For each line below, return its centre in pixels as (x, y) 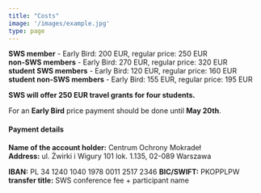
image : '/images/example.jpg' (59, 23)
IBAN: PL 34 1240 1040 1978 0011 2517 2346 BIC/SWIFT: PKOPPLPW (124, 171)
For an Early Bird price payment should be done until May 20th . (115, 111)
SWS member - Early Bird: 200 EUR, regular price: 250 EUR (108, 54)
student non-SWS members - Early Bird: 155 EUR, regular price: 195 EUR (130, 80)
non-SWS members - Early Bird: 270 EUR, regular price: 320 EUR (118, 62)
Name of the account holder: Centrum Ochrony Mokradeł (105, 147)
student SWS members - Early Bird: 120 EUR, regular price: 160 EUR (123, 71)
